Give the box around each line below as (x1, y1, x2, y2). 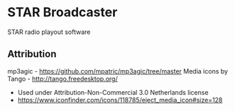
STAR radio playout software (7, 28, 91, 36)
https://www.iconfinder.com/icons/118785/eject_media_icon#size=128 (17, 95, 223, 104)
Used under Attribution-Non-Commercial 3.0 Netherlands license (17, 88, 209, 96)
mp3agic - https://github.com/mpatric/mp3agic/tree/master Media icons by (7, 66, 229, 75)
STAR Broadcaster (7, 4, 118, 21)
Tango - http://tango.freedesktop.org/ (7, 74, 119, 83)
